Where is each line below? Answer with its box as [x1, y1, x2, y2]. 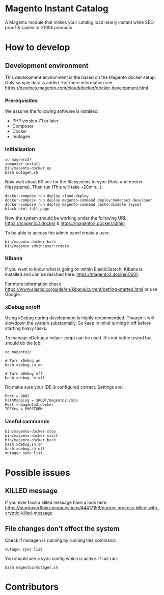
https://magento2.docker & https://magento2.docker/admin [5, 220, 125, 226]
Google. [5, 291, 21, 297]
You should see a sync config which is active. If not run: [5, 556, 118, 562]
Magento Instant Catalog [5, 3, 109, 14]
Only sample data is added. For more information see [5, 79, 112, 85]
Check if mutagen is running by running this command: [5, 537, 116, 543]
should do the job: [5, 340, 42, 346]
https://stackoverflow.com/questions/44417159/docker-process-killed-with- [5, 505, 159, 511]
